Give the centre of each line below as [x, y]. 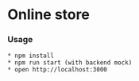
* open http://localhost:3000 [58, 70]
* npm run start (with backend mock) [70, 63]
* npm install [31, 56]
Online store [49, 15]
